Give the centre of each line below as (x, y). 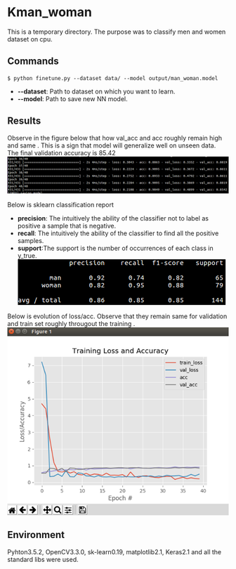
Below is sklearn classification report (61, 205)
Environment (36, 535)
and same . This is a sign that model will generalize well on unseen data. (112, 145)
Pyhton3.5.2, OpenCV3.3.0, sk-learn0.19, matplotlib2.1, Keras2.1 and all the (114, 551)
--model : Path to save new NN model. (72, 98)
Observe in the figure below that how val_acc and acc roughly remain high (115, 138)
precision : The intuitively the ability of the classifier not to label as (113, 218)
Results (24, 121)
